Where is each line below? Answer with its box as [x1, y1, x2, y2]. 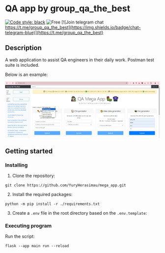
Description [5, 44, 42, 52]
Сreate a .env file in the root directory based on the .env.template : [12, 210, 147, 216]
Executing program [5, 223, 52, 229]
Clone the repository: [12, 173, 55, 179]
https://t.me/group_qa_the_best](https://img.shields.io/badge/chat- [5, 24, 141, 30]
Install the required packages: [12, 192, 73, 198]
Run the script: [5, 233, 35, 239]
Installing [5, 161, 28, 168]
